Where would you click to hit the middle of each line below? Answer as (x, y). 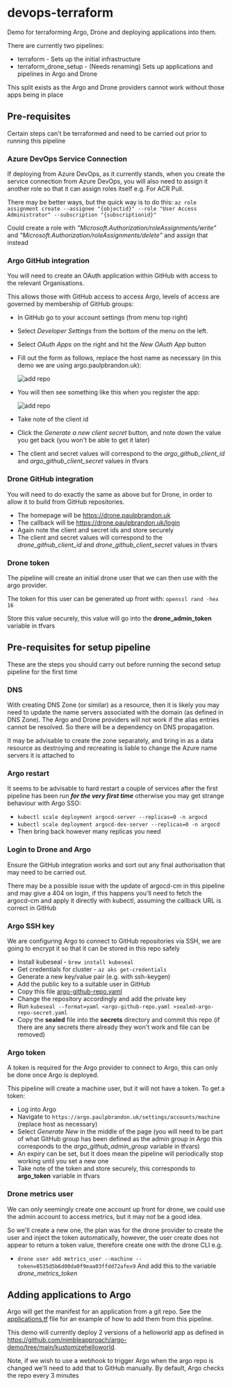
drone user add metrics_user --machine (75, 1259)
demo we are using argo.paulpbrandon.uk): (79, 365)
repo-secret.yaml (42, 1013)
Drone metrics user (41, 1194)
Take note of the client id (53, 420)
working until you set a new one (63, 1161)
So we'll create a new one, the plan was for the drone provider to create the (115, 1230)
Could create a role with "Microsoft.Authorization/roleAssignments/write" (112, 228)
